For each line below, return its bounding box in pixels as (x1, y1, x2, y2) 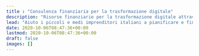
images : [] (6, 41, 33, 47)
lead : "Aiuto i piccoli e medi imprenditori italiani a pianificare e (6, 19, 184, 25)
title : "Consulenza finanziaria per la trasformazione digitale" (6, 8, 174, 15)
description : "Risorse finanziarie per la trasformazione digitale (6, 14, 176, 20)
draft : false (6, 36, 38, 41)
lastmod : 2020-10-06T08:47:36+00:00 (6, 30, 97, 36)
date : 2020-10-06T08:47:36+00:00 (6, 24, 89, 31)
